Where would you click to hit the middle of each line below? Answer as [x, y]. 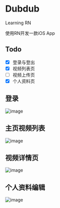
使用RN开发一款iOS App [30, 33]
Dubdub [22, 9]
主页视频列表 [25, 128]
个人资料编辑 [25, 187]
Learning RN [18, 23]
